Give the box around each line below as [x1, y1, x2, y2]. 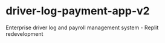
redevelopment [5, 30, 44, 37]
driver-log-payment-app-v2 [5, 4, 150, 18]
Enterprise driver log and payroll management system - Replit [5, 24, 159, 31]
